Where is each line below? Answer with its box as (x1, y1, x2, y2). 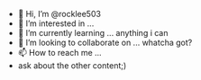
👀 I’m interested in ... (17, 18, 95, 29)
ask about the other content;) (17, 60, 127, 71)
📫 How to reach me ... (17, 48, 102, 58)
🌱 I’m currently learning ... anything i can (17, 28, 169, 38)
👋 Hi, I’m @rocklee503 (17, 9, 102, 19)
